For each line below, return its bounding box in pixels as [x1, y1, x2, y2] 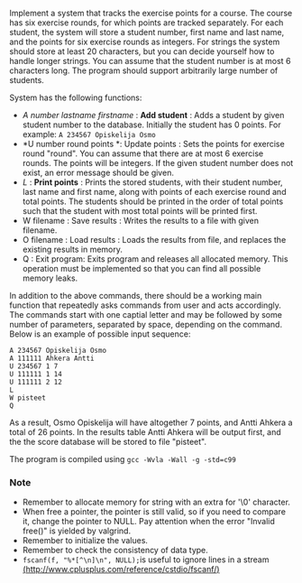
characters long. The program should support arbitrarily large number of [9, 65, 279, 76]
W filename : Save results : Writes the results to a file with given [22, 216, 260, 226]
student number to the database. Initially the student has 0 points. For [22, 119, 281, 130]
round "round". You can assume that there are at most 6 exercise [22, 148, 264, 159]
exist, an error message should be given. [22, 167, 174, 178]
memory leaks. [22, 273, 78, 283]
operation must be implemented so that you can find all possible [22, 264, 261, 273]
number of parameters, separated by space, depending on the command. [9, 319, 282, 329]
